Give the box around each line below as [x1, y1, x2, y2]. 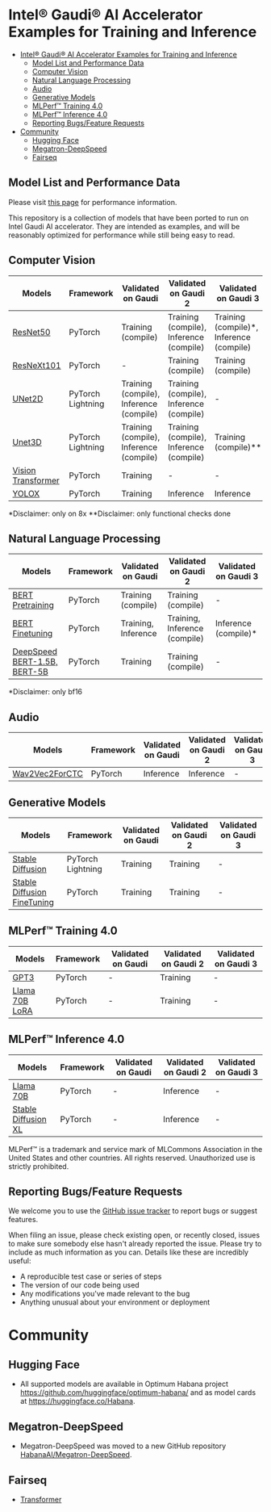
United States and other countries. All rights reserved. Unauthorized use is [8, 1153, 256, 1162]
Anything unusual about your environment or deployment [19, 1297, 211, 1307]
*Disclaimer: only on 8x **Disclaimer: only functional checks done [8, 509, 231, 518]
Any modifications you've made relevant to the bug [19, 1289, 190, 1299]
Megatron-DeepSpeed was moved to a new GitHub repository [19, 1441, 227, 1451]
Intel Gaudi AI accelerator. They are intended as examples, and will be [8, 221, 240, 231]
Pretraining [12, 600, 55, 611]
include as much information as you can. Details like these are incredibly [8, 1247, 248, 1257]
